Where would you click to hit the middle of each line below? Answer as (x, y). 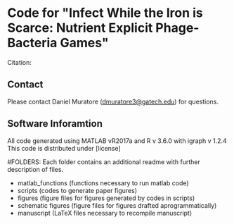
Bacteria (32, 43)
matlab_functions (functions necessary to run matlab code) (103, 183)
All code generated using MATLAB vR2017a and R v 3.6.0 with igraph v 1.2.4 (117, 141)
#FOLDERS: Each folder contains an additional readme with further (104, 162)
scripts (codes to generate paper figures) (77, 190)
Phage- (177, 28)
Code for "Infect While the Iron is (105, 13)
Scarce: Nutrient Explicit (80, 28)
